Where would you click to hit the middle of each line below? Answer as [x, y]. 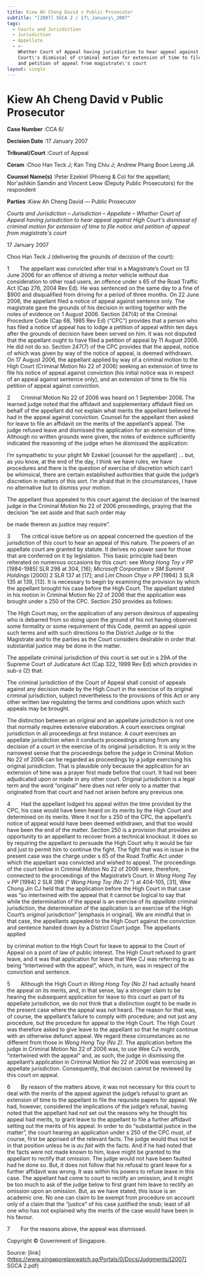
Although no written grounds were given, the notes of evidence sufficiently [101, 437]
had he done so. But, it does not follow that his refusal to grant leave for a [99, 1165]
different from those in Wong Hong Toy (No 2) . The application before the [99, 1043]
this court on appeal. [33, 1075]
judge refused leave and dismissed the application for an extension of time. [102, 430]
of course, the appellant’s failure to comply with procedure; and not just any [102, 1016]
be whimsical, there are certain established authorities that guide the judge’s [103, 475]
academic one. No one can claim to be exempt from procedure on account [101, 1198]
